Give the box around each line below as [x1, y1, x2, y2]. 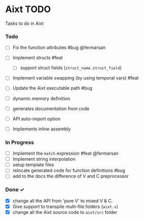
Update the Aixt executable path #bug [12, 85, 93, 91]
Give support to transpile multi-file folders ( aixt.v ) [12, 203, 118, 209]
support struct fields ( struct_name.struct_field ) [20, 65, 122, 71]
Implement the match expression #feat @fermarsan [12, 151, 119, 157]
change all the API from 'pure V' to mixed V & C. [12, 198, 113, 204]
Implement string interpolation [12, 156, 76, 162]
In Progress [5, 138, 34, 145]
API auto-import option [12, 116, 61, 122]
